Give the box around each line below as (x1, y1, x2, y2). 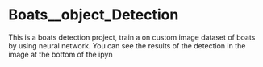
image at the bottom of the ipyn (8, 49, 113, 59)
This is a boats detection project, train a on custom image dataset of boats (8, 32, 256, 42)
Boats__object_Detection (8, 6, 179, 24)
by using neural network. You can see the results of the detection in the (8, 40, 246, 50)
